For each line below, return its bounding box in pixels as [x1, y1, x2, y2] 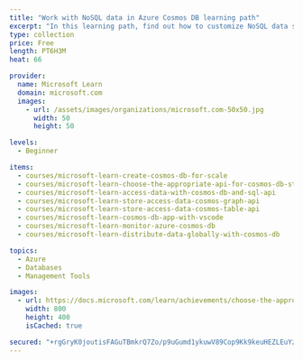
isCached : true [25, 321, 83, 330]
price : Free [9, 38, 54, 48]
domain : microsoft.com [17, 88, 103, 97]
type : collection [9, 30, 75, 39]
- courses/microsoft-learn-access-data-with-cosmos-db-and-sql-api [17, 188, 277, 197]
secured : [9, 338, 42, 347]
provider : [9, 71, 47, 81]
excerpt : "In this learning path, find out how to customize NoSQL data [9, 22, 289, 31]
